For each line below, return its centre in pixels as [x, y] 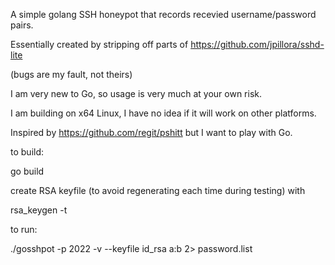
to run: [24, 229]
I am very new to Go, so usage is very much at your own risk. [136, 93]
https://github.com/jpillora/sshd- [257, 44]
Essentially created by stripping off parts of [99, 44]
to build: [27, 152]
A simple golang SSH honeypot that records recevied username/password [163, 14]
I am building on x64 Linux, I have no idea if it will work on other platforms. [163, 113]
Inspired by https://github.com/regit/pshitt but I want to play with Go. [151, 132]
